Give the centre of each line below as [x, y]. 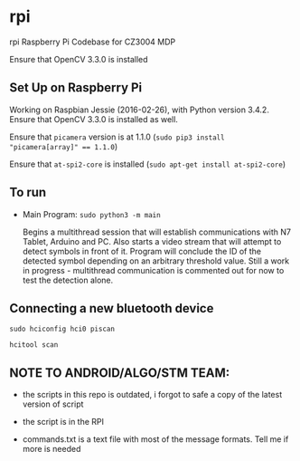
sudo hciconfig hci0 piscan [62, 329]
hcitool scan [34, 345]
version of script [53, 404]
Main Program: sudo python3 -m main [91, 214]
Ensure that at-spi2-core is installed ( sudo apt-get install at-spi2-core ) [148, 164]
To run [28, 192]
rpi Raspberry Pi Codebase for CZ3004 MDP [93, 42]
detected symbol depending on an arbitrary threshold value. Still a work [156, 261]
